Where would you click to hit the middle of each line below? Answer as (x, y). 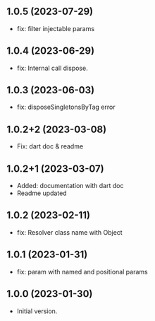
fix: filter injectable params (56, 28)
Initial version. (37, 311)
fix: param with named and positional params (82, 272)
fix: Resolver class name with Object (69, 232)
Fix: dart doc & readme (50, 146)
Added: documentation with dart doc (70, 186)
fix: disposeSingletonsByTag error (66, 107)
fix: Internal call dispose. (52, 68)
